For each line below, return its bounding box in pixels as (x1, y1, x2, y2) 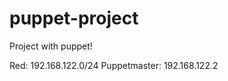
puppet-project (9, 7, 139, 30)
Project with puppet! (9, 40, 93, 52)
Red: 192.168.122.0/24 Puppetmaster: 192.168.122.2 (9, 59, 219, 71)
